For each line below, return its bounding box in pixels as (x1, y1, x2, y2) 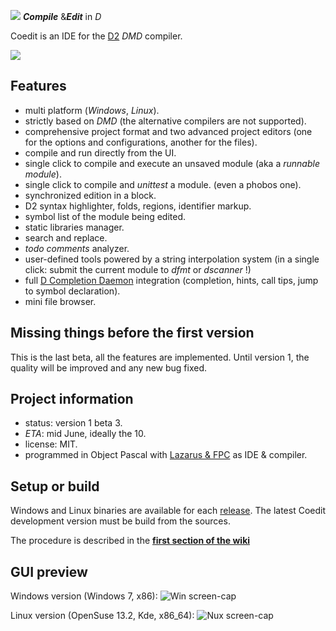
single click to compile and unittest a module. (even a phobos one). (24, 178, 302, 190)
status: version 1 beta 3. (24, 417, 123, 429)
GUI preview (10, 563, 88, 580)
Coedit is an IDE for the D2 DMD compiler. (10, 30, 183, 42)
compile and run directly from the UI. (24, 146, 177, 159)
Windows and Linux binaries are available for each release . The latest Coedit (10, 505, 326, 517)
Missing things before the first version (10, 325, 255, 342)
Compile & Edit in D (22, 11, 102, 22)
